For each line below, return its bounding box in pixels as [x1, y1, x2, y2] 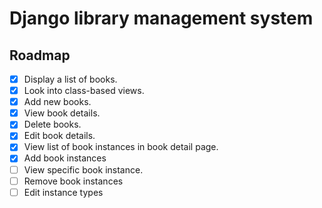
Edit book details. [23, 130, 96, 142]
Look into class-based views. [23, 85, 145, 97]
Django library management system [9, 7, 314, 30]
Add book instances [23, 152, 107, 164]
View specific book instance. [23, 163, 144, 176]
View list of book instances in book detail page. [23, 141, 219, 153]
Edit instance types [23, 186, 104, 198]
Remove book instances [23, 175, 124, 187]
